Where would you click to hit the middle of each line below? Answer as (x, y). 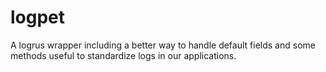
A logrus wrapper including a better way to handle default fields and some (163, 45)
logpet (38, 17)
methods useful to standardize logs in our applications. (123, 55)
